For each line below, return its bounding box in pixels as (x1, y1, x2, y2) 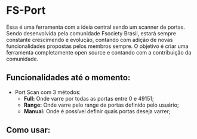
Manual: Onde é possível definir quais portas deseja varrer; (23, 107, 171, 114)
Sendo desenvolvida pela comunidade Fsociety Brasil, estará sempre (6, 29, 176, 37)
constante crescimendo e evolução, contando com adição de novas (6, 36, 173, 43)
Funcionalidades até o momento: (6, 72, 131, 83)
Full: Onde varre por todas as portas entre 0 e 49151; (23, 95, 154, 102)
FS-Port (6, 4, 46, 17)
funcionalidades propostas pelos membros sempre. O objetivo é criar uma (6, 43, 189, 50)
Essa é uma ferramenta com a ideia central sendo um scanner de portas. (6, 23, 185, 31)
